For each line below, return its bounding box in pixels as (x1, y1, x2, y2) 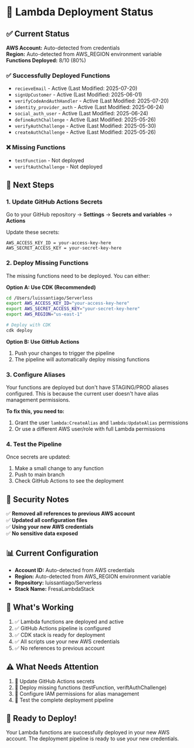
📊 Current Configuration (6, 548, 98, 558)
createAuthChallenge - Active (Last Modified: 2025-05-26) (14, 129, 156, 136)
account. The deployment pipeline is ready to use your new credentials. (6, 735, 179, 742)
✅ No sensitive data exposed (6, 530, 78, 537)
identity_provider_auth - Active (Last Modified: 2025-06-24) (14, 104, 164, 111)
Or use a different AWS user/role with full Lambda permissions (14, 425, 165, 433)
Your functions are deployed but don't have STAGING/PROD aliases (6, 384, 169, 391)
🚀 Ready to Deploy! (6, 713, 77, 723)
